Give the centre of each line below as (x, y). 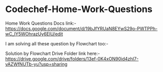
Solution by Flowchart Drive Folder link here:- (53, 53)
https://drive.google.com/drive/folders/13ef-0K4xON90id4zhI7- (72, 58)
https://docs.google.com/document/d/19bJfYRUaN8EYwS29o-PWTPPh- (81, 28)
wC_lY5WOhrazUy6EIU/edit (34, 34)
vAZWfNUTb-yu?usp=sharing (36, 64)
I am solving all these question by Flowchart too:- (57, 43)
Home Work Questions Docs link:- (41, 23)
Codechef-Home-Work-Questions (79, 9)
